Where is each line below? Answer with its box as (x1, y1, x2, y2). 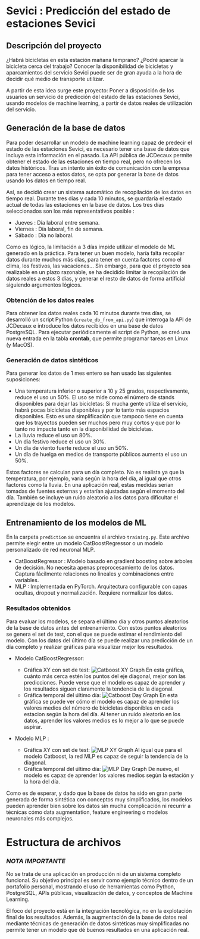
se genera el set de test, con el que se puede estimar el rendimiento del (6, 630, 182, 638)
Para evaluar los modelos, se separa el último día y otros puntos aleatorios (6, 618, 189, 625)
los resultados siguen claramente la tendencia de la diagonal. (23, 685, 174, 692)
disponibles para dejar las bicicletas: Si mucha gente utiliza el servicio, (14, 400, 189, 408)
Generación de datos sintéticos (6, 356, 99, 365)
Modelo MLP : (14, 735, 49, 742)
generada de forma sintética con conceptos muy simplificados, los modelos (6, 795, 192, 803)
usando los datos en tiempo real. (6, 177, 86, 184)
